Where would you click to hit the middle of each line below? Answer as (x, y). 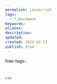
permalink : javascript (28, 10)
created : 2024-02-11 (27, 42)
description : (19, 33)
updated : (14, 38)
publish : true (20, 47)
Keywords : (15, 24)
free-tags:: (16, 61)
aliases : (14, 28)
